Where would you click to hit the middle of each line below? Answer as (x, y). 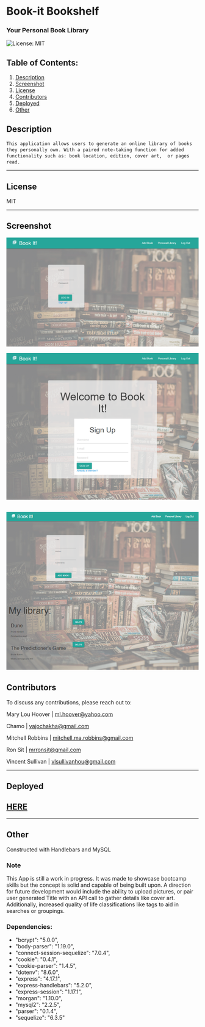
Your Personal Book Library (48, 30)
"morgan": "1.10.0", (39, 998)
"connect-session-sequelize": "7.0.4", (63, 953)
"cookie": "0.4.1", (36, 959)
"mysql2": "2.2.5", (38, 1005)
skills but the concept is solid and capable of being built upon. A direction (99, 885)
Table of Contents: (42, 63)
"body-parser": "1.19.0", (45, 946)
